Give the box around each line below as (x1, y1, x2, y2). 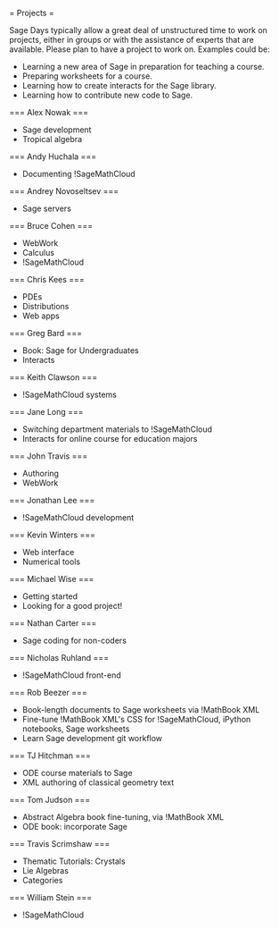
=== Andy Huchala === (9, 151, 96, 162)
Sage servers (21, 203, 71, 214)
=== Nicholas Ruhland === (9, 653, 110, 663)
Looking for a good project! (21, 601, 123, 611)
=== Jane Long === (9, 407, 84, 417)
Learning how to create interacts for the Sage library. (21, 80, 217, 90)
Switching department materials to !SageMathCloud (21, 424, 212, 435)
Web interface (21, 547, 75, 557)
